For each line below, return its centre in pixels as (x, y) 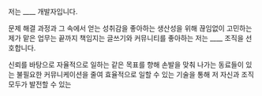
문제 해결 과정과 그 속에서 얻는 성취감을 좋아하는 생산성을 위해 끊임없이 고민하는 (130, 28)
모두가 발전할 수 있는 (40, 84)
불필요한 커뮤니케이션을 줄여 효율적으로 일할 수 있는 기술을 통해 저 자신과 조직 (135, 74)
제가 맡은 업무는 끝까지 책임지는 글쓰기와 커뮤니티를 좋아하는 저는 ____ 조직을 (126, 38)
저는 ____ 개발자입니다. (43, 11)
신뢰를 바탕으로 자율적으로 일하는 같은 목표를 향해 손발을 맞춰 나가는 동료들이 (126, 65)
